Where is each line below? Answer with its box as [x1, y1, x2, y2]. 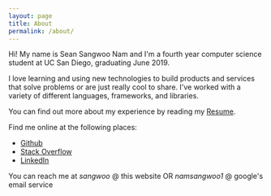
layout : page [8, 11, 53, 20]
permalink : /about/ [8, 27, 75, 35]
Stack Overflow [19, 147, 73, 157]
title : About [8, 20, 53, 28]
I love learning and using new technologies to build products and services [8, 74, 256, 84]
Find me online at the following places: [8, 123, 138, 133]
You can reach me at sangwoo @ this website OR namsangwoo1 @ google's [8, 172, 264, 181]
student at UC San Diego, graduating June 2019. [8, 58, 170, 68]
